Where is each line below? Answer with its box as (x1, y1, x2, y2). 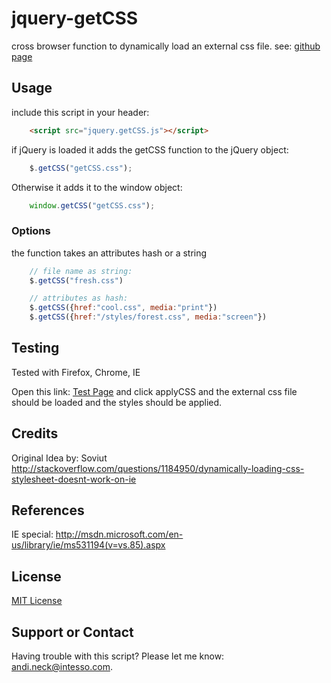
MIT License (11, 595, 63, 607)
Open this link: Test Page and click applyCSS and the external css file (11, 385, 298, 397)
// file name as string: (29, 266, 133, 276)
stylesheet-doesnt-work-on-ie (11, 473, 137, 485)
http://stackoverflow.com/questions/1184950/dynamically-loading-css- (11, 462, 305, 474)
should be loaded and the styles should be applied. (11, 396, 223, 408)
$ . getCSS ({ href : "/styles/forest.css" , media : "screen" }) (29, 312, 268, 322)
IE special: (11, 528, 54, 541)
